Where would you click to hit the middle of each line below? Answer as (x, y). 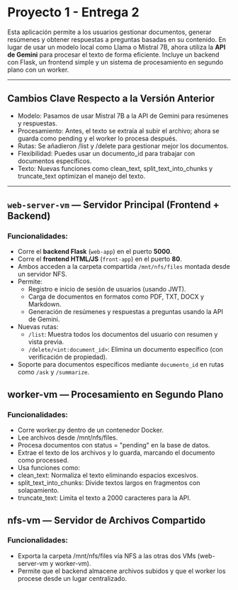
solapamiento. (38, 491)
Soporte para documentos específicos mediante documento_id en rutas (121, 364)
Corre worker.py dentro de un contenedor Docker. (91, 430)
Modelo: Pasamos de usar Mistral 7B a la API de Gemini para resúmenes (123, 116)
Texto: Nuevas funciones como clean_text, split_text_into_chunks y (115, 168)
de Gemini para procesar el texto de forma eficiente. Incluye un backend (113, 55)
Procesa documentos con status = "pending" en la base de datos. (114, 445)
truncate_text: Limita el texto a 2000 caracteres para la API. (104, 498)
